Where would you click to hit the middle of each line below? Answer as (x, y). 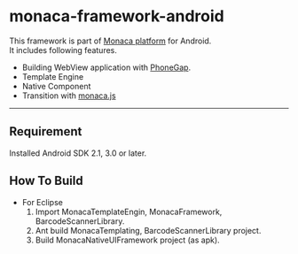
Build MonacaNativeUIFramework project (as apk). (127, 240)
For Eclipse (43, 202)
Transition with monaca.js (69, 96)
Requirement (46, 131)
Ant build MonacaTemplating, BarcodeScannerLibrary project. (148, 230)
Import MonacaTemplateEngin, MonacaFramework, (129, 212)
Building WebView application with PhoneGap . (106, 67)
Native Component (56, 86)
